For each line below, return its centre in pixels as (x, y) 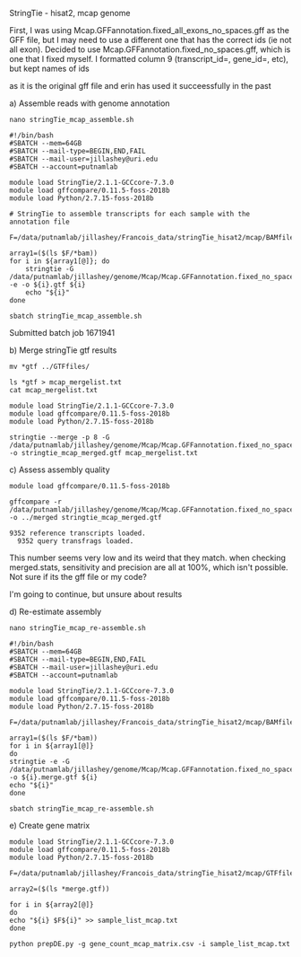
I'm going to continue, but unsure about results (96, 594)
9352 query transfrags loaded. (76, 541)
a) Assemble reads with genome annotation (90, 103)
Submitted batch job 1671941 (62, 333)
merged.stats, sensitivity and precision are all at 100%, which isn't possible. (149, 567)
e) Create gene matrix (50, 825)
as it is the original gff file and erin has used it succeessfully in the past (140, 86)
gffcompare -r (36, 502)
